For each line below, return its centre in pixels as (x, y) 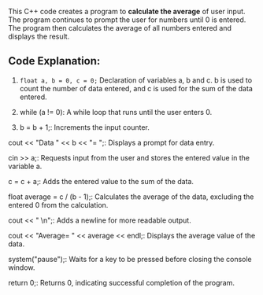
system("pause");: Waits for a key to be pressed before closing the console (130, 259)
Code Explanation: (54, 61)
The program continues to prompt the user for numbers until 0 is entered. (127, 20)
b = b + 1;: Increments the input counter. (84, 127)
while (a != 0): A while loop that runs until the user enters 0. (116, 112)
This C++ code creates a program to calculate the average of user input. (127, 11)
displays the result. (39, 36)
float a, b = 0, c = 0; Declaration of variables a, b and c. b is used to (136, 80)
